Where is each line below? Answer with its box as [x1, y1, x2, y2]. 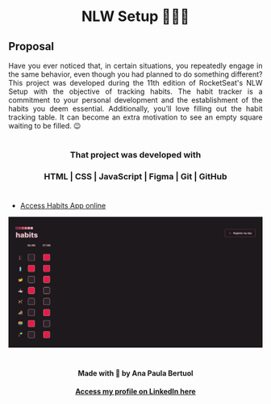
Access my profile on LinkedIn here [75, 387, 196, 397]
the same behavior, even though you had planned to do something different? [8, 69, 263, 79]
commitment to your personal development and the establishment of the [8, 95, 263, 104]
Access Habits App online [19, 201, 106, 211]
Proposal [8, 40, 55, 53]
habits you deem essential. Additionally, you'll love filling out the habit [8, 104, 263, 113]
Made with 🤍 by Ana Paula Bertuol [77, 368, 194, 378]
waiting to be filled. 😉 [8, 121, 81, 130]
